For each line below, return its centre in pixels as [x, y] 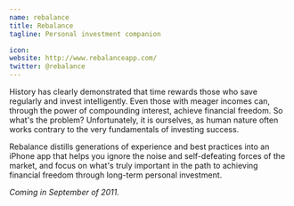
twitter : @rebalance [48, 67]
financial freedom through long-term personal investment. [116, 175]
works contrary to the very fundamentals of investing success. [124, 129]
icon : [19, 50]
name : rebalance [39, 17]
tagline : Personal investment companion [86, 34]
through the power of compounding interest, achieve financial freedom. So [146, 111]
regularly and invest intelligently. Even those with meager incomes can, [139, 101]
